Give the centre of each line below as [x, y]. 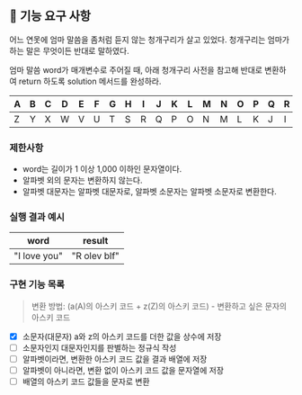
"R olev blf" [95, 256]
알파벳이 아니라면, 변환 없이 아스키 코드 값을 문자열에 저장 [123, 370]
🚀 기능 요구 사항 [50, 16]
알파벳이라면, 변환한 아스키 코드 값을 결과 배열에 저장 [115, 359]
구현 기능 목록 [37, 284]
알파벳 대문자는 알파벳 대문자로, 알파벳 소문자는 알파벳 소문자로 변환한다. [149, 192]
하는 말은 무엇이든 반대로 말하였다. [69, 50]
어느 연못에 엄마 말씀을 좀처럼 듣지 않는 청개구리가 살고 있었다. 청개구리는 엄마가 [150, 40]
